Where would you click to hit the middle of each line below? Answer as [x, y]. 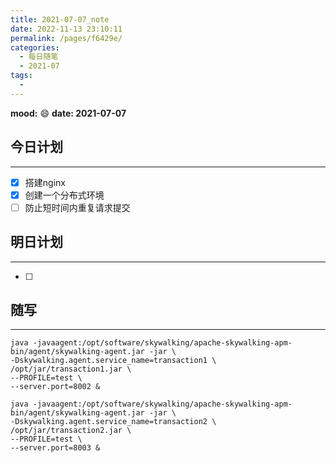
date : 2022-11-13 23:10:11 [66, 29]
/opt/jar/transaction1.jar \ [71, 369]
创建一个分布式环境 [64, 195]
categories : [35, 47]
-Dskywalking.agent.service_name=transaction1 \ [113, 361]
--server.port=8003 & [55, 448]
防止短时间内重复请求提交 [77, 207]
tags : [21, 76]
